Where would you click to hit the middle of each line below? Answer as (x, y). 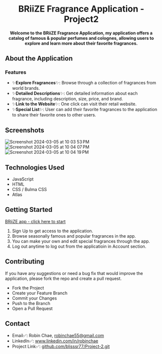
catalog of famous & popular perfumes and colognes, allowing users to (81, 38)
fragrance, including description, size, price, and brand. (67, 99)
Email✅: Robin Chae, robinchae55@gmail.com (58, 335)
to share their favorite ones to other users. (54, 115)
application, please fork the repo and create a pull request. (63, 278)
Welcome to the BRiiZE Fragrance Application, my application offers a (81, 33)
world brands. (26, 88)
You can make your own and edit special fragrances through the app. (81, 241)
